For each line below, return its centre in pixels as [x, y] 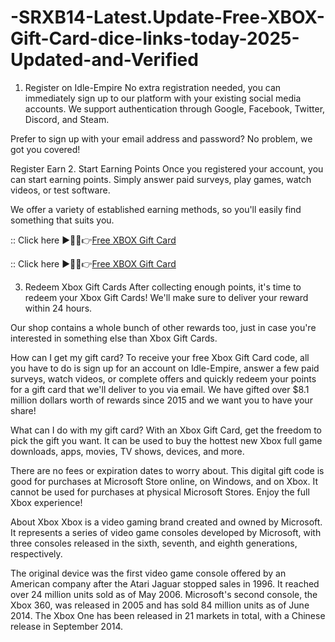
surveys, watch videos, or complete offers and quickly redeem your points [163, 378]
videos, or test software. [60, 190]
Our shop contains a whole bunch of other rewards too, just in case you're [163, 327]
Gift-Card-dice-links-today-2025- [155, 38]
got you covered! [45, 149]
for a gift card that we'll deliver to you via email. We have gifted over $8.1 [160, 389]
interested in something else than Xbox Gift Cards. [114, 338]
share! [23, 410]
